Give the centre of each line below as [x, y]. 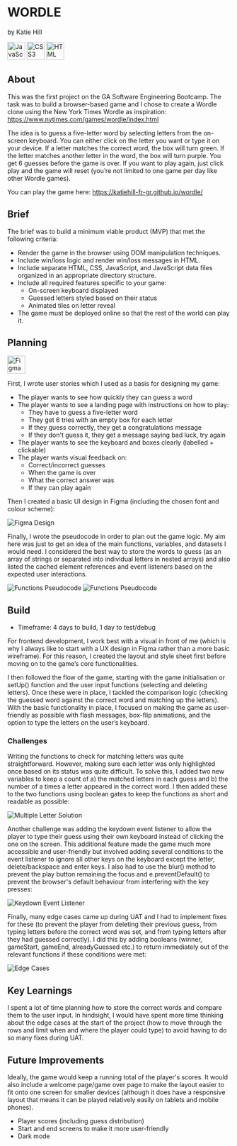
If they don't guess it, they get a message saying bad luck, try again [127, 435]
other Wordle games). [39, 178]
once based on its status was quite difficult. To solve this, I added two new [116, 772]
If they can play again [59, 488]
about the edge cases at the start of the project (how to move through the [115, 1023]
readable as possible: [39, 801]
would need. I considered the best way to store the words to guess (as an [114, 552]
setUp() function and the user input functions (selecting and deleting [107, 685]
